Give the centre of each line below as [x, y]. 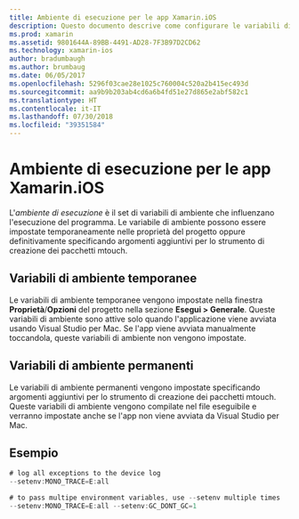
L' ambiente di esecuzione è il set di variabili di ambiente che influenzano [142, 212]
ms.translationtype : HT [53, 100]
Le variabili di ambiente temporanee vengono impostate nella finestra [136, 300]
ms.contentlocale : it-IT [55, 109]
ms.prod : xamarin [41, 34]
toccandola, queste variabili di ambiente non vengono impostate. [128, 337]
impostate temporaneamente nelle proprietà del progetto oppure [128, 231]
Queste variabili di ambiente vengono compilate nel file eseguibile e [133, 406]
